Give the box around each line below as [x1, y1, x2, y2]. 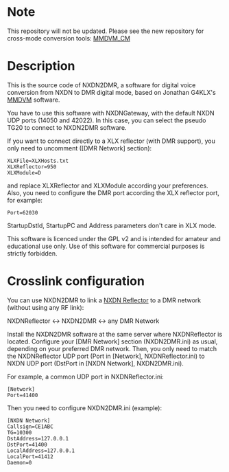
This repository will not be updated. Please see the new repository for [7, 27, 204, 35]
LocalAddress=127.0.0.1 [7, 447, 75, 454]
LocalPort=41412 [7, 453, 53, 460]
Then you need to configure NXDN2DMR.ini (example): [7, 403, 162, 412]
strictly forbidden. [7, 249, 58, 258]
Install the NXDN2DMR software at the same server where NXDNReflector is [7, 330, 223, 338]
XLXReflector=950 [7, 163, 57, 170]
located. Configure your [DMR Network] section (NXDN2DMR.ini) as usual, [7, 337, 218, 346]
